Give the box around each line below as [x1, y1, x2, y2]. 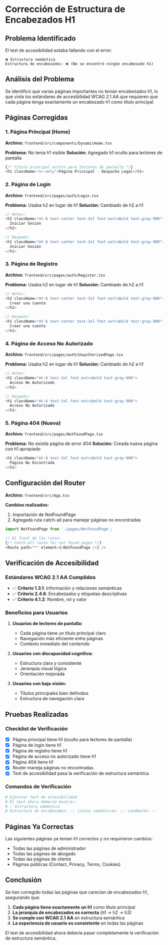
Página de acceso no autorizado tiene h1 [12, 753, 96, 759]
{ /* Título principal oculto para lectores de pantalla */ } [5, 164, 133, 170]
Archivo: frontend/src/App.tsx [5, 492, 70, 498]
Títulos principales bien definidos [19, 690, 89, 696]
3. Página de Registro [5, 260, 58, 267]
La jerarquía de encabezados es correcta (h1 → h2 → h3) [12, 909, 131, 915]
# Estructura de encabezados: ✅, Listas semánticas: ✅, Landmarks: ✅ [5, 808, 156, 814]
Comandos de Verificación [5, 783, 71, 790]
